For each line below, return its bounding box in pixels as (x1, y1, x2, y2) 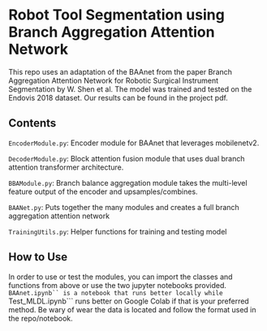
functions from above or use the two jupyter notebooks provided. (8, 280, 227, 290)
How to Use (8, 250, 68, 264)
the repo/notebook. (8, 313, 73, 323)
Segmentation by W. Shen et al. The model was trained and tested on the (8, 84, 252, 94)
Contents (8, 116, 57, 131)
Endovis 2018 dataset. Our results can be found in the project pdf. (8, 92, 229, 102)
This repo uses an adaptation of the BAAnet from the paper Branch (8, 67, 233, 76)
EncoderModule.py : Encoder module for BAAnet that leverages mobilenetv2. (8, 138, 260, 148)
